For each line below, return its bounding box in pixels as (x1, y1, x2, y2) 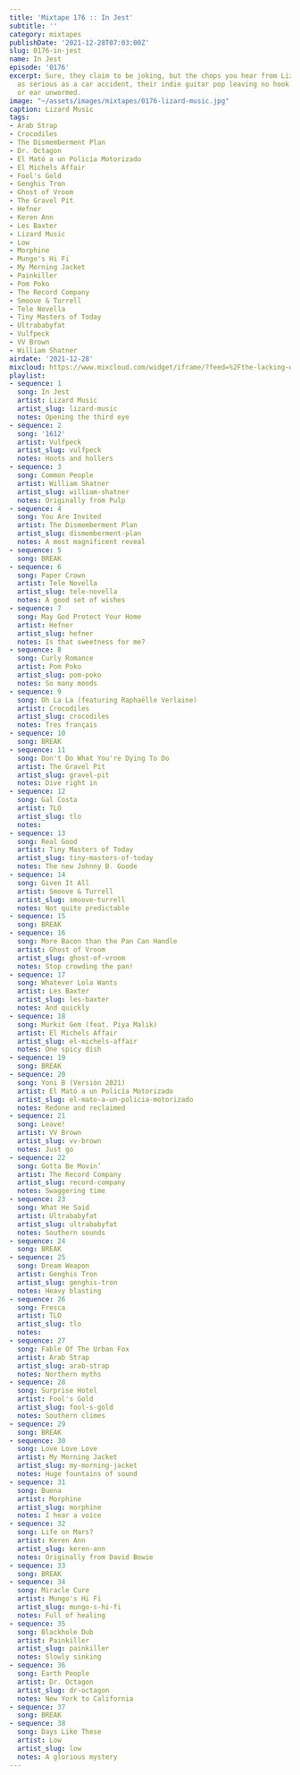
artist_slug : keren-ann (17, 1544, 105, 1553)
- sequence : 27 (9, 1336, 66, 1345)
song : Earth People (17, 1669, 90, 1678)
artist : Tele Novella (17, 579, 98, 588)
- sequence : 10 (9, 729, 66, 738)
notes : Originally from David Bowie (17, 1552, 154, 1562)
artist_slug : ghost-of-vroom (17, 953, 126, 962)
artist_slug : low (17, 1744, 82, 1753)
